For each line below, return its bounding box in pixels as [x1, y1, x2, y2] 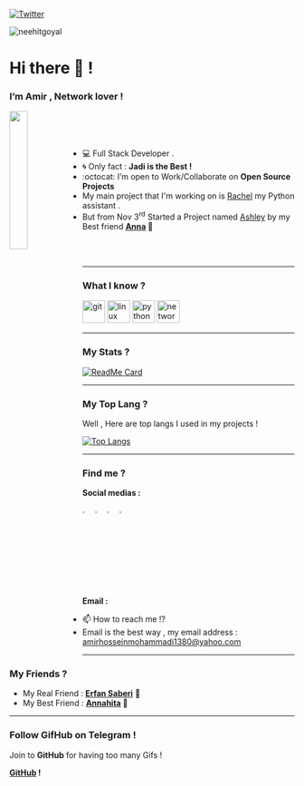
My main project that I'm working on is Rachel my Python [82, 190, 295, 201]
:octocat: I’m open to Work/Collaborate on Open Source [82, 171, 291, 182]
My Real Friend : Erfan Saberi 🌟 [22, 688, 141, 699]
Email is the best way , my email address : [82, 626, 238, 638]
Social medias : [82, 488, 141, 499]
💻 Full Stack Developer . [82, 148, 175, 159]
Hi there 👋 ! [9, 58, 94, 79]
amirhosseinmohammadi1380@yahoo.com [82, 636, 242, 647]
